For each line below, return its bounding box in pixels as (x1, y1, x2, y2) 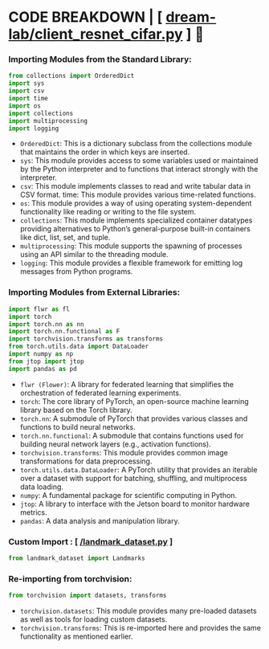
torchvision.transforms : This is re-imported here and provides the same (19, 623, 261, 632)
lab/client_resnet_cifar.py (8, 25, 183, 43)
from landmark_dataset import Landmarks (8, 554, 146, 562)
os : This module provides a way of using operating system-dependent (19, 198, 252, 208)
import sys (8, 80, 45, 88)
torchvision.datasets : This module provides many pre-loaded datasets (19, 606, 257, 615)
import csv (8, 87, 45, 96)
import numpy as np (8, 350, 74, 358)
